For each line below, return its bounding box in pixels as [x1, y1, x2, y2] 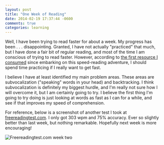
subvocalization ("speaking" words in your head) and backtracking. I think [5, 79, 154, 85]
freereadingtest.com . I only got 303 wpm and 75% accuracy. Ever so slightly [5, 115, 159, 121]
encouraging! [5, 125, 32, 131]
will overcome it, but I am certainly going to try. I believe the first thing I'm [5, 90, 153, 96]
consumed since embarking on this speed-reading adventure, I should [5, 60, 146, 65]
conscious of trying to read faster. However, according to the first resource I [5, 54, 158, 60]
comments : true [5, 21, 36, 26]
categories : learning [5, 25, 49, 30]
